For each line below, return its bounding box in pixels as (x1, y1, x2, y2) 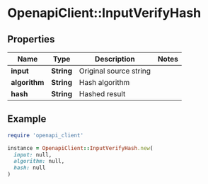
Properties (7, 33, 55, 45)
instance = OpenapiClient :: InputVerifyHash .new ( (7, 144, 154, 151)
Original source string (79, 66, 151, 76)
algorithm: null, (13, 158, 65, 165)
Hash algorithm (79, 78, 130, 87)
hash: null (13, 164, 46, 171)
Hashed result (79, 89, 126, 98)
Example (7, 113, 47, 125)
